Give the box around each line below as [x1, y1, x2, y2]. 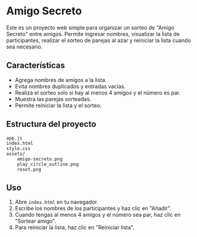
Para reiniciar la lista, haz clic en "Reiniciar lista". [14, 224, 135, 231]
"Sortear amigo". [14, 217, 56, 225]
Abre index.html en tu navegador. [14, 199, 99, 206]
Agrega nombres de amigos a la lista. [14, 76, 107, 83]
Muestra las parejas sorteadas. [14, 95, 92, 102]
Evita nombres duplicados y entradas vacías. [14, 83, 126, 90]
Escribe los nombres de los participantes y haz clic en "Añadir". [14, 205, 172, 212]
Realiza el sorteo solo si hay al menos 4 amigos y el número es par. [14, 89, 181, 96]
